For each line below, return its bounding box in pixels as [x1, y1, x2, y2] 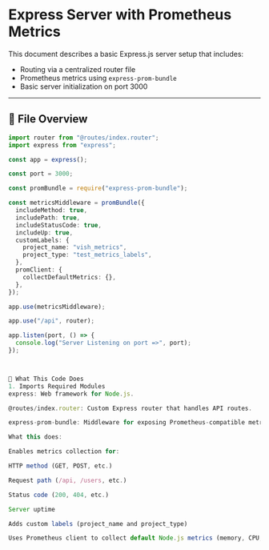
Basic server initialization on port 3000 [19, 82, 148, 91]
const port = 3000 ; [8, 170, 74, 178]
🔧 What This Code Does [8, 375, 84, 383]
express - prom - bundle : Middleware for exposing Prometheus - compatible [8, 419, 246, 427]
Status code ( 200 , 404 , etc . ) [8, 491, 110, 499]
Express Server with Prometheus [8, 6, 232, 24]
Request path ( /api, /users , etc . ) [8, 476, 127, 484]
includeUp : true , [15, 228, 74, 237]
